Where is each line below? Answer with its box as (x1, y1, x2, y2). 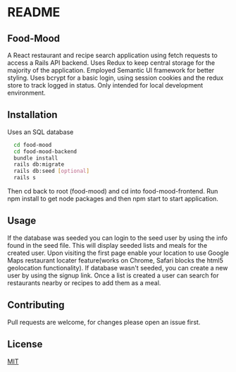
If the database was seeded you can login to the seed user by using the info (7, 234, 228, 242)
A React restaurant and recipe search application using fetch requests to (7, 51, 218, 59)
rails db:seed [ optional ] (13, 167, 90, 175)
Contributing (7, 299, 65, 311)
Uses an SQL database (7, 128, 74, 136)
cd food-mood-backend (13, 148, 77, 155)
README (7, 4, 61, 20)
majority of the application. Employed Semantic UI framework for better (7, 66, 215, 74)
